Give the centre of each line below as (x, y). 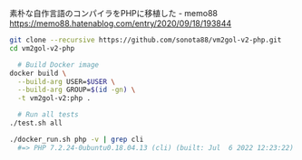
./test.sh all (36, 123)
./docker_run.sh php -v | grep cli (77, 139)
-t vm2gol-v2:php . (54, 99)
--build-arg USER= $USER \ (67, 81)
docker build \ (38, 73)
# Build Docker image (58, 65)
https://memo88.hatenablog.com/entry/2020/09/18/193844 (121, 24)
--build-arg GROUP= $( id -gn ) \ (77, 90)
